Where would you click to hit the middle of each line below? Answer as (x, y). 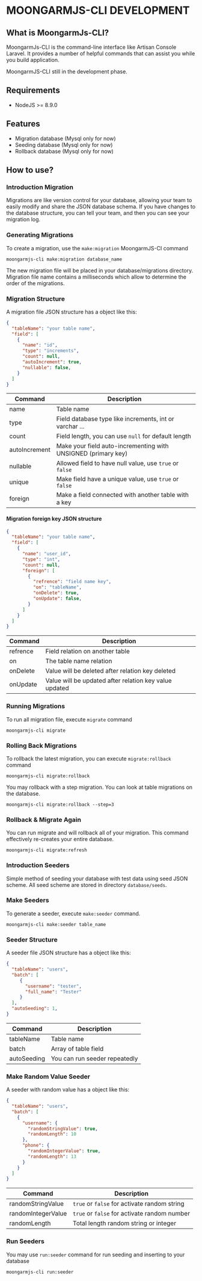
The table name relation (79, 661)
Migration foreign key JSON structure (54, 519)
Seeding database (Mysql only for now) (64, 144)
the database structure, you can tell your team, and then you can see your (98, 213)
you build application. (33, 60)
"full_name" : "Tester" (54, 992)
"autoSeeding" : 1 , (35, 1008)
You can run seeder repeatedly (94, 1058)
